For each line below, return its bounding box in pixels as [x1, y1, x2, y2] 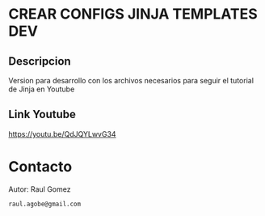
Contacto [8, 158, 73, 176]
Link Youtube [8, 108, 77, 121]
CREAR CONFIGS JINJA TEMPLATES [8, 5, 259, 23]
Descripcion [8, 54, 71, 68]
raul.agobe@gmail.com [8, 200, 82, 208]
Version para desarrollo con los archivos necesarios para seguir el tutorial [8, 76, 254, 85]
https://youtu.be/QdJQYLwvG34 [8, 129, 116, 138]
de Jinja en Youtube [8, 84, 75, 94]
